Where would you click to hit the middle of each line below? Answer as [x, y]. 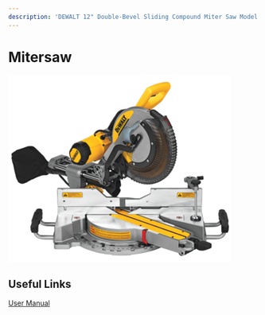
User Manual [29, 303]
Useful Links [40, 284]
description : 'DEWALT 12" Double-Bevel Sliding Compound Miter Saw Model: [135, 17]
